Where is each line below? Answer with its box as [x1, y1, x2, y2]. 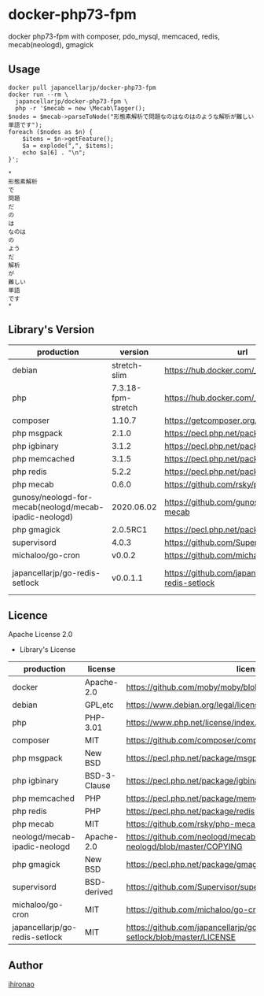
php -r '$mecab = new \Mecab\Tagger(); [15, 104, 146, 112]
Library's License [19, 645, 76, 654]
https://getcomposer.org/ [164, 415, 258, 426]
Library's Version [8, 323, 95, 336]
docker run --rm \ [8, 91, 68, 98]
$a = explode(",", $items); [22, 142, 114, 150]
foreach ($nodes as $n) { [8, 128, 93, 135]
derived [84, 887, 113, 898]
